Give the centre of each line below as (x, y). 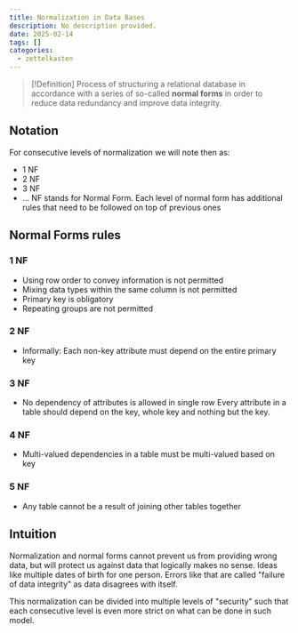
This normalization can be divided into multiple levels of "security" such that (149, 601)
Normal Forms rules (65, 235)
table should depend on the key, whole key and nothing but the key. (146, 412)
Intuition (33, 534)
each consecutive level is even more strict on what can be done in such (141, 611)
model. (22, 620)
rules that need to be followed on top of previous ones (121, 207)
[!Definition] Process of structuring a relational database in (138, 84)
